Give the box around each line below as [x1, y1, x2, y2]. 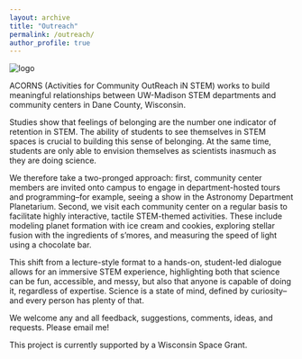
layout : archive [9, 13, 70, 22]
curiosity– [251, 285, 288, 297]
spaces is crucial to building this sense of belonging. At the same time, [9, 136, 272, 147]
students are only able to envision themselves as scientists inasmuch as [9, 146, 277, 157]
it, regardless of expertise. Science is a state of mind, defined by [9, 285, 250, 297]
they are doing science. [9, 155, 97, 166]
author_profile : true [9, 38, 91, 48]
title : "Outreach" [9, 22, 78, 31]
